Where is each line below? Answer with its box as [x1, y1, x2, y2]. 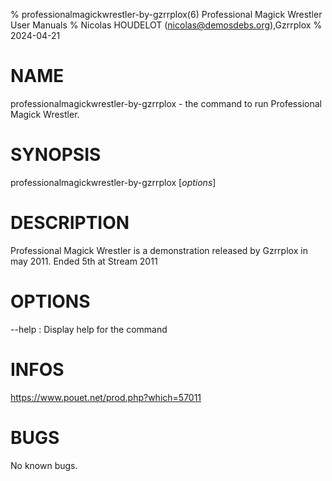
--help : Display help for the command [10, 323, 168, 335]
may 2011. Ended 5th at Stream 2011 [10, 255, 158, 267]
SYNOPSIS [10, 144, 102, 166]
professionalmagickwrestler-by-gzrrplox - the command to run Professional [10, 97, 322, 109]
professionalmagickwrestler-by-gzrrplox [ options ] [10, 176, 217, 188]
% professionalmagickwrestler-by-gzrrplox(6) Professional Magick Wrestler [10, 9, 323, 20]
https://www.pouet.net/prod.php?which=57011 [10, 391, 202, 403]
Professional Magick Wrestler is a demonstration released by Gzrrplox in [10, 244, 308, 256]
